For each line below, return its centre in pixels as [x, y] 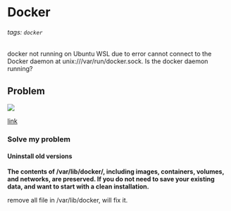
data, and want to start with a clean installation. [78, 186]
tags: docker [25, 32]
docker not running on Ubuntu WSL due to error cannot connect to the [110, 54]
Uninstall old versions [40, 156]
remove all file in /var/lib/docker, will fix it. [68, 200]
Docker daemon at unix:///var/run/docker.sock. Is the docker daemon [108, 61]
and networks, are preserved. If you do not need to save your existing [111, 179]
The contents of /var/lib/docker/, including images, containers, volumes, [116, 172]
